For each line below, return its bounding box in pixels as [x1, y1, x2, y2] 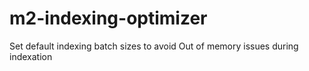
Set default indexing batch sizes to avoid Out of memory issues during [9, 40, 299, 52]
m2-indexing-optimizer [9, 7, 208, 30]
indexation [9, 50, 53, 62]
